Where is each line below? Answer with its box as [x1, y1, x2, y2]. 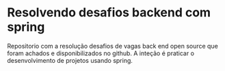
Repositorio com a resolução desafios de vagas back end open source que [7, 42, 219, 50]
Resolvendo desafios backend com [7, 5, 211, 20]
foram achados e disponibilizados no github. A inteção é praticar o [7, 49, 195, 57]
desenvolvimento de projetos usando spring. [7, 56, 133, 64]
